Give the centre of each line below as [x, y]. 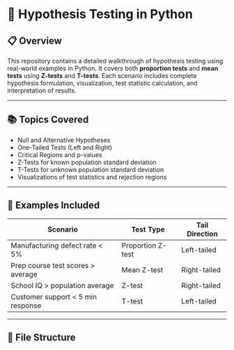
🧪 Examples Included [54, 206]
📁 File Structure [41, 338]
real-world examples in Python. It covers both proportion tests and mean [113, 68]
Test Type [148, 229]
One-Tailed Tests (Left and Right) [65, 147]
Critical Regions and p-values [60, 154]
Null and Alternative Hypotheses [64, 140]
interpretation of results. [42, 90]
